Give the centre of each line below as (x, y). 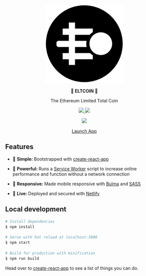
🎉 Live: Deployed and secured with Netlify (56, 193)
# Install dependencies (30, 221)
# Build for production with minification (50, 253)
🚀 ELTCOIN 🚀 (84, 91)
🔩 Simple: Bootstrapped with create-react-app (60, 159)
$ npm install (20, 227)
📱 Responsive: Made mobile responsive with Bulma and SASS (77, 184)
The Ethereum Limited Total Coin (84, 101)
